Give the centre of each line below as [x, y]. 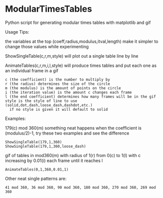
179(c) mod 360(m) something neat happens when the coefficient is [73, 128]
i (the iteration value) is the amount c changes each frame [69, 92]
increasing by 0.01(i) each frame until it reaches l [54, 160]
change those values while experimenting [47, 46]
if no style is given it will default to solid [59, 109]
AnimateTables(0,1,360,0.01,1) [37, 169]
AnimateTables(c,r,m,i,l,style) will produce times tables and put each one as [81, 65]
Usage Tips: [17, 32]
